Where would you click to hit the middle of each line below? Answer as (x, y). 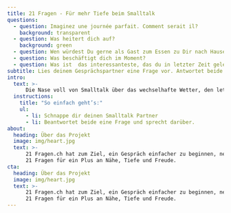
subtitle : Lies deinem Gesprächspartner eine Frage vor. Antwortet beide (115, 71)
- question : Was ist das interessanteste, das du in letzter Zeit (112, 65)
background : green (46, 45)
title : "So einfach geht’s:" (61, 103)
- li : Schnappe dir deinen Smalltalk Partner (91, 115)
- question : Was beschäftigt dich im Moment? (80, 58)
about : (16, 128)
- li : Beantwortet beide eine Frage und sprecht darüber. (110, 122)
